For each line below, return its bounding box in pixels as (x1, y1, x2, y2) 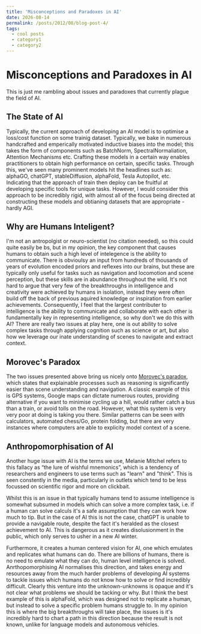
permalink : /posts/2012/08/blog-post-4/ (6, 20, 109, 26)
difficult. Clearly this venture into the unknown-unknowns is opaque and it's (6, 583, 194, 590)
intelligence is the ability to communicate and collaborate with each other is (6, 307, 193, 315)
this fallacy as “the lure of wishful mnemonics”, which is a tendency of (6, 463, 179, 471)
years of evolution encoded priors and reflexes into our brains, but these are (6, 263, 195, 270)
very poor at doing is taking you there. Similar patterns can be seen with (6, 411, 185, 418)
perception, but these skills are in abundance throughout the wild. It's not (6, 276, 187, 283)
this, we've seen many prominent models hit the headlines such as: (6, 166, 172, 173)
